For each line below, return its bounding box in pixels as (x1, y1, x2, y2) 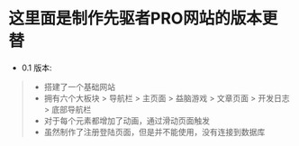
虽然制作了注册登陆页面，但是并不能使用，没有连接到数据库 (43, 126, 266, 137)
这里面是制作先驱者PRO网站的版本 (8, 8, 263, 29)
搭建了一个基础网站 (43, 81, 116, 92)
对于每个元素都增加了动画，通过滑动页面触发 (43, 114, 211, 126)
